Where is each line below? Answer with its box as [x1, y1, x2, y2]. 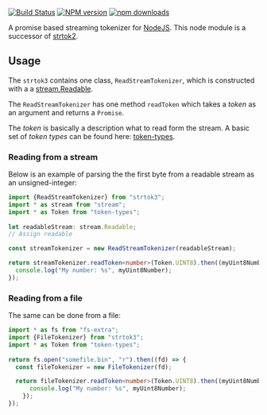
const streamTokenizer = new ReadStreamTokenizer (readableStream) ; [8, 245, 237, 253]
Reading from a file [8, 293, 83, 304]
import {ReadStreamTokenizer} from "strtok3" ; [8, 193, 165, 202]
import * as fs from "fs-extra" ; [8, 326, 119, 334]
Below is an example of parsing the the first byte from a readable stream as [8, 169, 255, 179]
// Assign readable [8, 231, 73, 239]
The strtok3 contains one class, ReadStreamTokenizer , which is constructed [8, 76, 255, 85]
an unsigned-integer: [8, 178, 77, 188]
